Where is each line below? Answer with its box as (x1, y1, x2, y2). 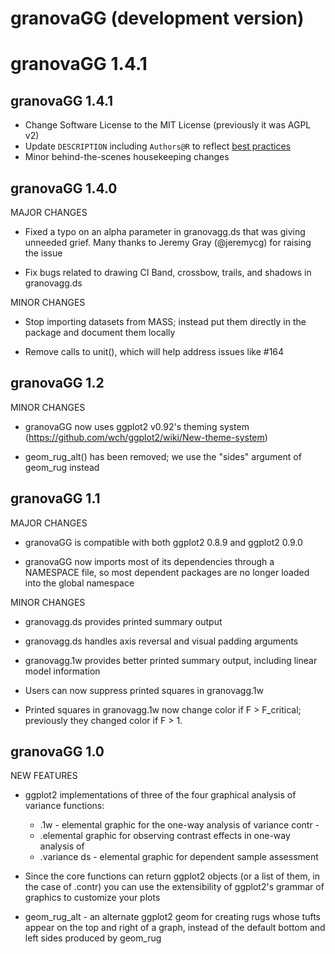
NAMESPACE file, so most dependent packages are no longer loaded (24, 566, 310, 578)
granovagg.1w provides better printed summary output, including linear (24, 654, 318, 666)
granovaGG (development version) (10, 7, 305, 30)
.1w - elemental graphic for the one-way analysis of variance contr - (39, 819, 320, 831)
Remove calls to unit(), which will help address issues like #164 (24, 346, 285, 357)
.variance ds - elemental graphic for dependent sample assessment (39, 851, 319, 863)
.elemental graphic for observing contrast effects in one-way (39, 830, 291, 842)
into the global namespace (24, 577, 135, 589)
